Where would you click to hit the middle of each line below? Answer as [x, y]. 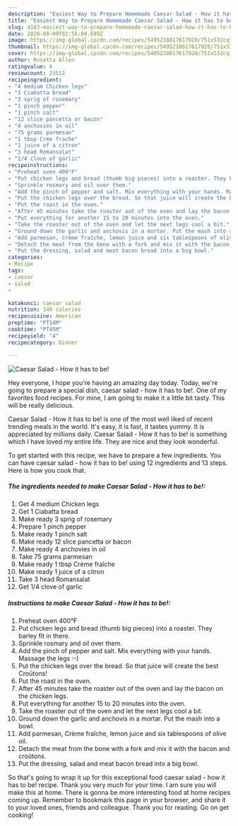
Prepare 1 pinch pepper [52, 527]
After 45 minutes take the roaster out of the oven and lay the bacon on [121, 689]
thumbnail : [24, 47]
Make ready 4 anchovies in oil [62, 549]
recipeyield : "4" [34, 336]
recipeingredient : [35, 80]
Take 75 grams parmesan [55, 557]
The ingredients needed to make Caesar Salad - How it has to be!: [107, 486]
